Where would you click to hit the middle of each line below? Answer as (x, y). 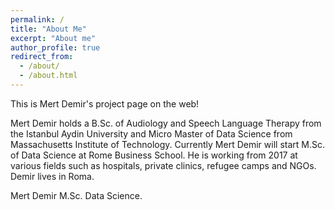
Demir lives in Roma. (52, 176)
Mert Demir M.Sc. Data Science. (76, 195)
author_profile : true (55, 47)
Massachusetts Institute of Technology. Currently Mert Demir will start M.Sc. (167, 144)
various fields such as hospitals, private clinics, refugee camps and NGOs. (163, 165)
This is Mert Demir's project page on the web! (105, 103)
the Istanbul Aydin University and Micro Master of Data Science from (151, 133)
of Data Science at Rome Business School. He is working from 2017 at (154, 155)
